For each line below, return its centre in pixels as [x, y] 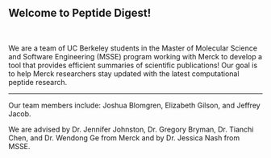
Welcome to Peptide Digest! [80, 13]
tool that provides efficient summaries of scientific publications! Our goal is [133, 65]
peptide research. [38, 82]
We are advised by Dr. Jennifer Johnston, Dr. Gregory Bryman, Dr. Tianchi [131, 129]
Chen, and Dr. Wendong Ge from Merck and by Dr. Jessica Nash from [124, 138]
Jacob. [20, 113]
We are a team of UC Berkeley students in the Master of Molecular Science [133, 48]
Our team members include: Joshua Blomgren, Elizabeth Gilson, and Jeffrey [134, 105]
